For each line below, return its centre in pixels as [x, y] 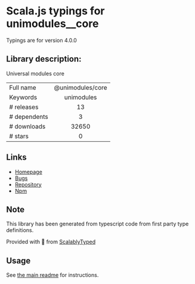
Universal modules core [35, 74]
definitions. [20, 230]
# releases [24, 107]
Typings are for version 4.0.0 [42, 40]
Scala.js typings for [55, 11]
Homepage [29, 172]
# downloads [27, 126]
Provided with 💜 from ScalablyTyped [51, 242]
